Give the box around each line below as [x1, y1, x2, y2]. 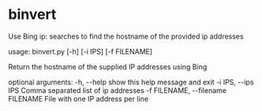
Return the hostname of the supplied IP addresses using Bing [8, 61, 208, 72]
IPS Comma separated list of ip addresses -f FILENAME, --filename [8, 85, 227, 95]
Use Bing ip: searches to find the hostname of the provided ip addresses [8, 31, 244, 41]
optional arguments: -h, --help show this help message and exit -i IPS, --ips [8, 77, 254, 87]
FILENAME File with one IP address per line [8, 94, 148, 103]
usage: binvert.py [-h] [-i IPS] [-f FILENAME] [8, 46, 153, 56]
